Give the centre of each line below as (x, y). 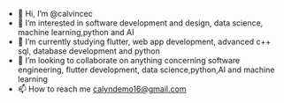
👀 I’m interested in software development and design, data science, (140, 23)
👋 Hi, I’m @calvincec (55, 14)
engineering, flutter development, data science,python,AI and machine (146, 70)
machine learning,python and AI (76, 32)
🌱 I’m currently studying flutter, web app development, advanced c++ (144, 41)
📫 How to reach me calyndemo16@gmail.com (102, 89)
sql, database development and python (89, 51)
